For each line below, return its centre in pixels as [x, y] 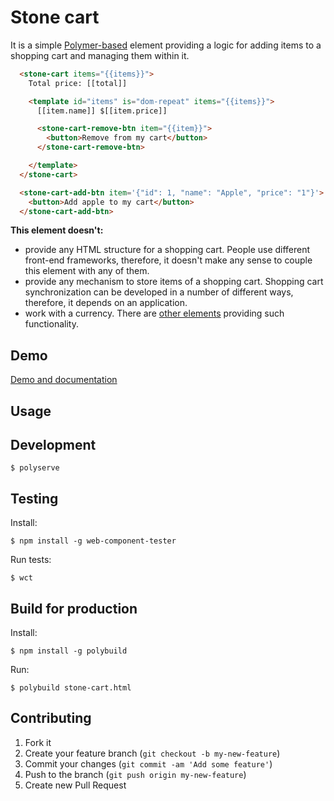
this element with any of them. [87, 271]
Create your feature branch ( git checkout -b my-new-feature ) [152, 753]
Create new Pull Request [75, 785]
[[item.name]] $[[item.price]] [102, 111]
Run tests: [31, 560]
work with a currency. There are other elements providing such [154, 313]
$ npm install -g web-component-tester [93, 541]
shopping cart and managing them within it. [100, 55]
